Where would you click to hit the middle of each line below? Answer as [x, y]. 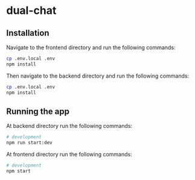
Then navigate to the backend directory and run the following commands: [97, 76]
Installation [28, 33]
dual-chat [31, 11]
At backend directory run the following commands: [69, 126]
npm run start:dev [29, 143]
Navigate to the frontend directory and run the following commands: [91, 47]
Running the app [38, 111]
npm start [19, 171]
